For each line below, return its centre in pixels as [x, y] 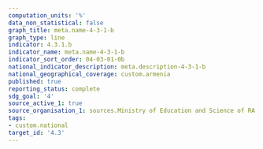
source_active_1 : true [45, 103]
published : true [35, 81]
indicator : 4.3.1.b [40, 45]
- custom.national [38, 125]
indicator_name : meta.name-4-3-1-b [67, 52]
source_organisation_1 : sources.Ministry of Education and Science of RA [132, 111]
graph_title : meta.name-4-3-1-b [61, 30]
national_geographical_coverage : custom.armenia [89, 74]
